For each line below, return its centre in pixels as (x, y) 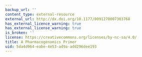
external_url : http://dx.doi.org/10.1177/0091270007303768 (68, 19)
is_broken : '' (20, 33)
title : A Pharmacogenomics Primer (41, 42)
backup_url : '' (21, 10)
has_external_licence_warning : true (43, 24)
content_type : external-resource (40, 14)
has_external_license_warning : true (43, 28)
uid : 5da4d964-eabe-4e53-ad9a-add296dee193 (51, 47)
